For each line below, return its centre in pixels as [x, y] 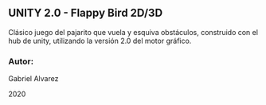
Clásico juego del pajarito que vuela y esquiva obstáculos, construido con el [133, 32]
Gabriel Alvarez [33, 79]
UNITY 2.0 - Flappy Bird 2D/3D [86, 13]
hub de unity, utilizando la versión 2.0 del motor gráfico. [100, 41]
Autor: [21, 61]
